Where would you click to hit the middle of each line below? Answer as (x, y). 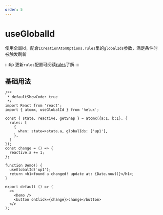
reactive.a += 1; (27, 153)
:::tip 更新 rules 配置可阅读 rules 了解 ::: (42, 64)
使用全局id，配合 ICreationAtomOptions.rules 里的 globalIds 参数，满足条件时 (81, 48)
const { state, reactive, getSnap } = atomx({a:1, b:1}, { (66, 118)
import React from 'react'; (34, 106)
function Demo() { (24, 166)
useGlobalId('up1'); (30, 170)
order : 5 (14, 10)
